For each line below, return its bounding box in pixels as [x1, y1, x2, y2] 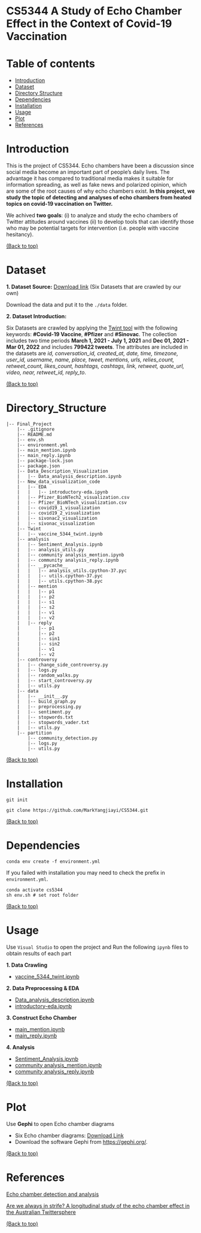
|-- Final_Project [6, 421, 52, 427]
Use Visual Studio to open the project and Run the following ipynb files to [6, 943, 188, 951]
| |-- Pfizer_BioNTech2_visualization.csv [17, 494, 130, 500]
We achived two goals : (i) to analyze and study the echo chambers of [6, 212, 178, 219]
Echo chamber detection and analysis [6, 1191, 99, 1198]
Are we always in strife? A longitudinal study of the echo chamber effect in [6, 1202, 190, 1209]
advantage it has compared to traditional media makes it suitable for [6, 175, 174, 182]
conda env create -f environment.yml [6, 858, 100, 864]
